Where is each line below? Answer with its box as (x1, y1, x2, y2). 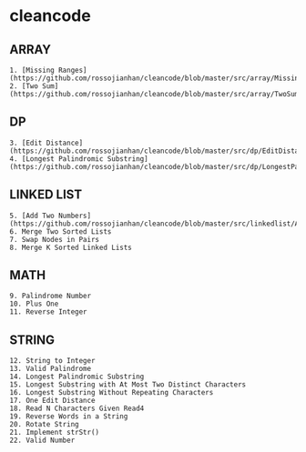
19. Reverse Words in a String (9, 412, 128, 421)
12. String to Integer (9, 357, 96, 366)
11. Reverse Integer (9, 307, 88, 316)
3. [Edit (9, 138, 43, 147)
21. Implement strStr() (9, 428, 100, 437)
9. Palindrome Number (9, 292, 92, 301)
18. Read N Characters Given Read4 (9, 404, 145, 414)
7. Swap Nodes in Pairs (9, 235, 100, 244)
